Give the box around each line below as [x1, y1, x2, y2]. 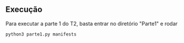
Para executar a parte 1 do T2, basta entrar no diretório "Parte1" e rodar [5, 20, 178, 27]
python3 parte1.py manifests [5, 31, 77, 37]
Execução [5, 5, 43, 15]
